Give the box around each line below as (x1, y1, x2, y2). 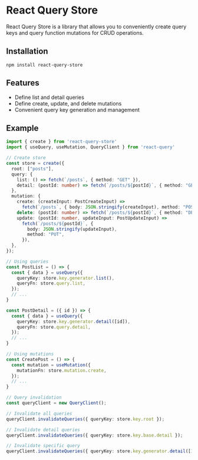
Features (6, 78, 39, 88)
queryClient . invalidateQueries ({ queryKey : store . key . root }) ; (6, 416, 165, 422)
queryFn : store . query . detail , (16, 324, 91, 330)
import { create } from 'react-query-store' (6, 139, 117, 145)
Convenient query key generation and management (14, 106, 140, 113)
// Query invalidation (6, 395, 62, 401)
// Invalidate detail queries (6, 426, 81, 433)
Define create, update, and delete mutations (14, 100, 122, 107)
